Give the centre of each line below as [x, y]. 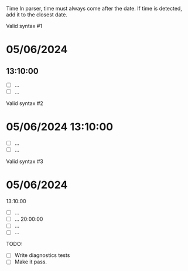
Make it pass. [31, 262]
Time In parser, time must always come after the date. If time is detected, [94, 8]
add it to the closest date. [37, 15]
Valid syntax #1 [24, 26]
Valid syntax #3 [25, 161]
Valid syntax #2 [25, 103]
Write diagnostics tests [42, 255]
